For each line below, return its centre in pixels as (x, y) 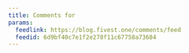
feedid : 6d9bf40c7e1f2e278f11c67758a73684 (86, 37)
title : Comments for (42, 15)
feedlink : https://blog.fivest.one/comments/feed (98, 30)
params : (21, 23)
